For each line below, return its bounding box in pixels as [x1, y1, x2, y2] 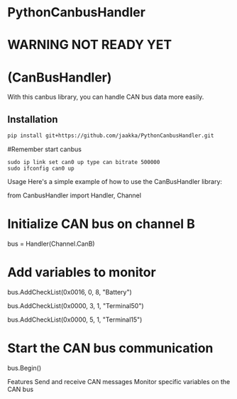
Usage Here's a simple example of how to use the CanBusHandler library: [7, 177, 222, 185]
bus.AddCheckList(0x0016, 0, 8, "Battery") [7, 288, 133, 296]
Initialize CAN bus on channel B [7, 216, 195, 232]
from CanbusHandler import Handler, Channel [7, 191, 142, 199]
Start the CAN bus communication [7, 340, 214, 356]
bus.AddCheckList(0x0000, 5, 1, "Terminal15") [7, 315, 143, 324]
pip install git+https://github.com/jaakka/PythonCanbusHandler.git [7, 132, 214, 139]
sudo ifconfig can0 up [7, 165, 75, 172]
